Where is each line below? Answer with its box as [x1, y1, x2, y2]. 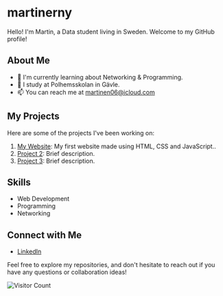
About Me [7, 55, 50, 67]
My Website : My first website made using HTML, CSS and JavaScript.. [16, 142, 216, 150]
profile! [7, 34, 27, 43]
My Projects [7, 111, 60, 122]
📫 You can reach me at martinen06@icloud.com [16, 88, 156, 96]
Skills [7, 177, 31, 188]
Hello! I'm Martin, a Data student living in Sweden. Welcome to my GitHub [7, 27, 215, 36]
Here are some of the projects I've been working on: [7, 128, 155, 137]
